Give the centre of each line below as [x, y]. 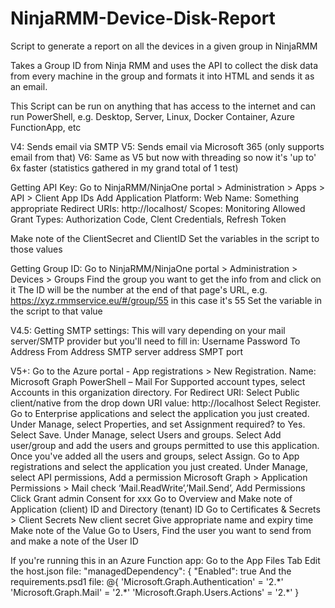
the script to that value [56, 311]
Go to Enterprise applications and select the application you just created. [160, 413]
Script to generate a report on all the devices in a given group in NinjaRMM [164, 46]
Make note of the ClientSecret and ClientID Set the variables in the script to [165, 238]
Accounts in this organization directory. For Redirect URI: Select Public [155, 392]
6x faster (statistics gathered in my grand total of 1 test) [124, 168]
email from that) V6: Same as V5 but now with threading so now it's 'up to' [163, 157]
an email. [29, 86]
